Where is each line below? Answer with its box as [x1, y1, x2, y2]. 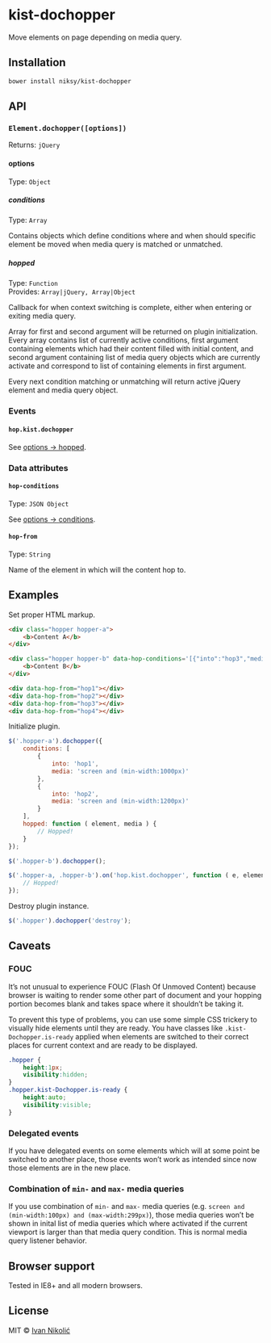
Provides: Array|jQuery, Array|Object [8, 287, 135, 296]
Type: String [8, 549, 51, 559]
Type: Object [8, 176, 51, 187]
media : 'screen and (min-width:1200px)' [51, 797, 190, 805]
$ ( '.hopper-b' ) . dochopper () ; [8, 857, 106, 865]
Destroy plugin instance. [8, 901, 90, 911]
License [8, 1304, 49, 1318]
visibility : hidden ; [23, 1071, 89, 1079]
